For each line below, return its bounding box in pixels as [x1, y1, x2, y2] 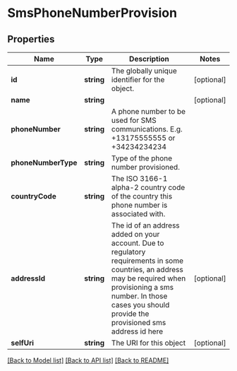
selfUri [11, 338, 34, 348]
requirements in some [111, 256, 184, 266]
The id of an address [111, 220, 180, 230]
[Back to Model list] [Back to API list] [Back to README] [7, 356, 169, 365]
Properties [7, 33, 55, 45]
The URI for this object [111, 338, 186, 348]
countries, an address [111, 265, 183, 274]
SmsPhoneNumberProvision [7, 5, 178, 21]
